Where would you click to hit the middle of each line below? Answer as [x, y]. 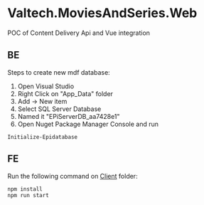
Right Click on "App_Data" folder [65, 93]
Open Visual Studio [46, 86]
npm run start [28, 195]
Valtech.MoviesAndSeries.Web [102, 13]
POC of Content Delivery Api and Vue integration [79, 33]
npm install [25, 189]
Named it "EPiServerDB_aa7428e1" [69, 116]
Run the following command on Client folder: [73, 176]
